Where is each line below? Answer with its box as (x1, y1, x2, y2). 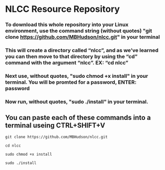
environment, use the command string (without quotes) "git (5, 27, 153, 34)
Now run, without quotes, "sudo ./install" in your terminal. (5, 98, 149, 105)
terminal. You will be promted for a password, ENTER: (5, 78, 137, 85)
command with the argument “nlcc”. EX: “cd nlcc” (5, 59, 128, 66)
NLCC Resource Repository (5, 3, 120, 15)
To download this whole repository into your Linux (5, 21, 129, 28)
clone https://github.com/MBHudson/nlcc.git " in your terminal (5, 34, 160, 41)
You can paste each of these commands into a (5, 113, 151, 122)
